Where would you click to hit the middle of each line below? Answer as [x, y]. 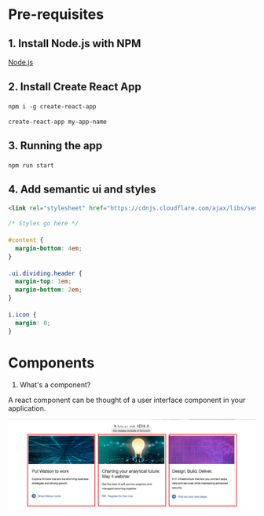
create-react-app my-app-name [58, 122]
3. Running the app [55, 146]
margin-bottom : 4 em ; [49, 248]
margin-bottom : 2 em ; [49, 290]
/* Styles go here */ [44, 224]
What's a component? [55, 384]
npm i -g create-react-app [52, 106]
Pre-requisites [56, 15]
